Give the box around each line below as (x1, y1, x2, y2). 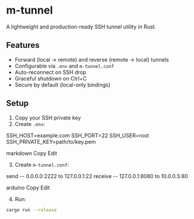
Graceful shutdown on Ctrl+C (14, 75, 87, 82)
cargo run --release (6, 207, 58, 213)
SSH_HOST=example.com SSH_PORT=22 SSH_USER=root (6, 131, 150, 139)
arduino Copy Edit (6, 184, 50, 191)
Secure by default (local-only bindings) (14, 81, 111, 88)
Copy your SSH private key (14, 114, 81, 121)
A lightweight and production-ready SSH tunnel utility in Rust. (6, 23, 157, 30)
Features (6, 40, 40, 50)
